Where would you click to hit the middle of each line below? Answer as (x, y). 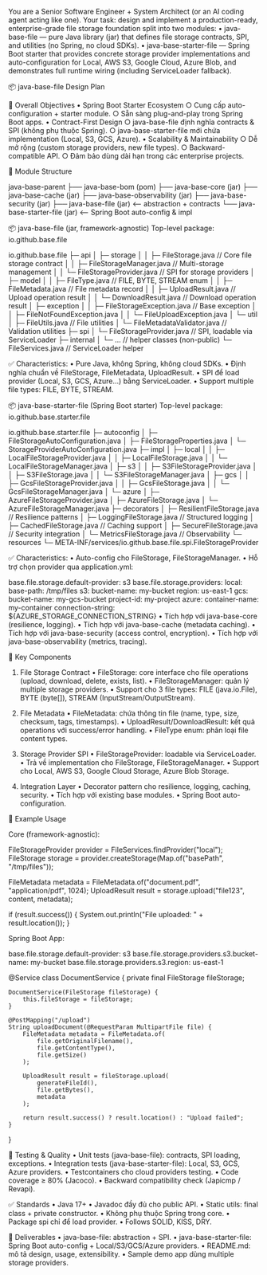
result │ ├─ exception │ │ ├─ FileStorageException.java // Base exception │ (132, 306)
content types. (43, 739)
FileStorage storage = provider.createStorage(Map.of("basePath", (116, 858)
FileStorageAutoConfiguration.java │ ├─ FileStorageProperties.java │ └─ (127, 441)
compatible (27, 156)
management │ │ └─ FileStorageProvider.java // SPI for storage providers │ (132, 272)
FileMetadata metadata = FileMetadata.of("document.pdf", (104, 882)
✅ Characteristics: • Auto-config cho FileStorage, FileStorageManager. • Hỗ (133, 558)
